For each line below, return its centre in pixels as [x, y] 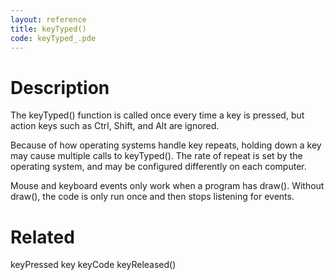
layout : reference [48, 19]
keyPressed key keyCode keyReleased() [93, 265]
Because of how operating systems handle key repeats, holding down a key [166, 145]
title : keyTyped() [48, 29]
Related [42, 237]
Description [60, 87]
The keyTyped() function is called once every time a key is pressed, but [157, 115]
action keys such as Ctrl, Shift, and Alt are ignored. [115, 126]
